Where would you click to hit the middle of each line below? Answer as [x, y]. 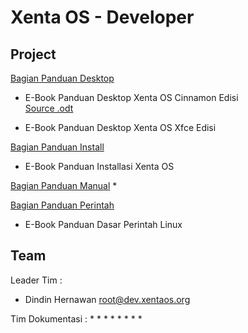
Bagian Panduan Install [57, 147]
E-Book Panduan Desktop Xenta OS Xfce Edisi [120, 127]
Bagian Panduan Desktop [62, 78]
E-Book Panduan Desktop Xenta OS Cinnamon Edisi [131, 97]
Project [33, 54]
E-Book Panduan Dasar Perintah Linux [103, 224]
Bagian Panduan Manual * [64, 185]
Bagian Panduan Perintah [62, 205]
